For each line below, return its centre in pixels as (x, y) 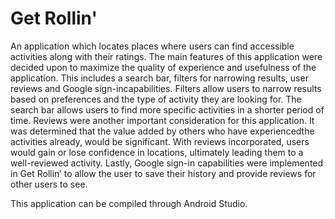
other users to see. (49, 184)
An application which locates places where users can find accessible (152, 46)
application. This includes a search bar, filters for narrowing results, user (159, 78)
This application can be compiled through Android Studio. (129, 203)
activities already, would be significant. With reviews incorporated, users (160, 141)
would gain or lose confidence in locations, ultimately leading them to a (157, 152)
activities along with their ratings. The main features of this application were (166, 56)
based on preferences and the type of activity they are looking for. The (156, 99)
